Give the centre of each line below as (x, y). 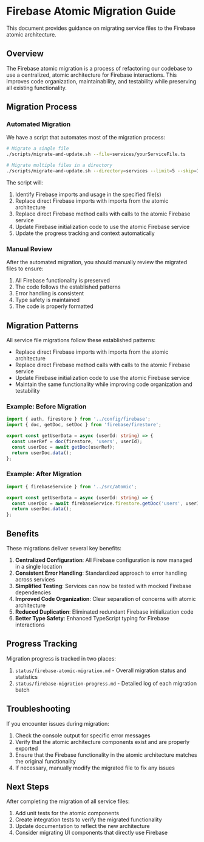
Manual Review (29, 249)
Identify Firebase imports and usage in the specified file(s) (88, 194)
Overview (25, 54)
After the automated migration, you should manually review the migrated (97, 262)
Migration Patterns (42, 325)
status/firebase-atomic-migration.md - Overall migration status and (100, 670)
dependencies (33, 592)
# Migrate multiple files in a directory (59, 166)
